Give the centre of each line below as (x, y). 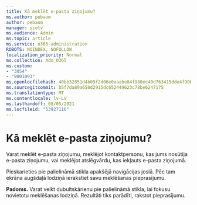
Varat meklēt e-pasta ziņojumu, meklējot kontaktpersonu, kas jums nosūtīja (97, 154)
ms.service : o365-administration (47, 44)
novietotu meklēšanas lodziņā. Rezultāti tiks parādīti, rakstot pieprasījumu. (96, 196)
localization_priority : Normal (44, 55)
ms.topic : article (28, 39)
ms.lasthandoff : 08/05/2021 (40, 104)
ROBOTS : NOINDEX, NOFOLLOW (39, 50)
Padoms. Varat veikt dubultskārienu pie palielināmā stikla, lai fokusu (88, 189)
